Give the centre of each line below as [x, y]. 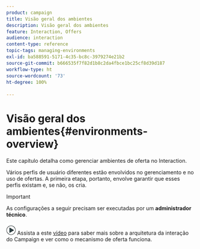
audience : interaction [35, 38]
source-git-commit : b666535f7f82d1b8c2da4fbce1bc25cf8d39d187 [86, 63]
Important [18, 197]
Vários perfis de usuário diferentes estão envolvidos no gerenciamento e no [100, 172]
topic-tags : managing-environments [51, 51]
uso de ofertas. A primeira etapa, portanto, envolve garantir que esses [93, 179]
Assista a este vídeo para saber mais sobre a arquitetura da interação [103, 233]
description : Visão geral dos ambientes [58, 25]
